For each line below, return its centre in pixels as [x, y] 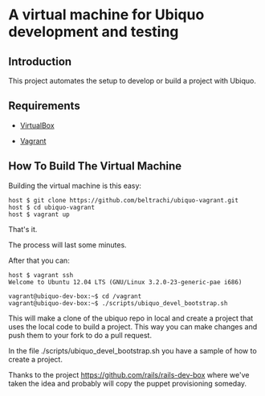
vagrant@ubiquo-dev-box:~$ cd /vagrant [75, 296]
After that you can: [39, 260]
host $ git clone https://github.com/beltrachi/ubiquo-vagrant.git [124, 200]
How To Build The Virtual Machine [95, 166]
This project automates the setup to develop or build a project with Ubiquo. [132, 81]
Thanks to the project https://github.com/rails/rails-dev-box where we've [129, 374]
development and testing [94, 32]
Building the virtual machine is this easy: [75, 186]
